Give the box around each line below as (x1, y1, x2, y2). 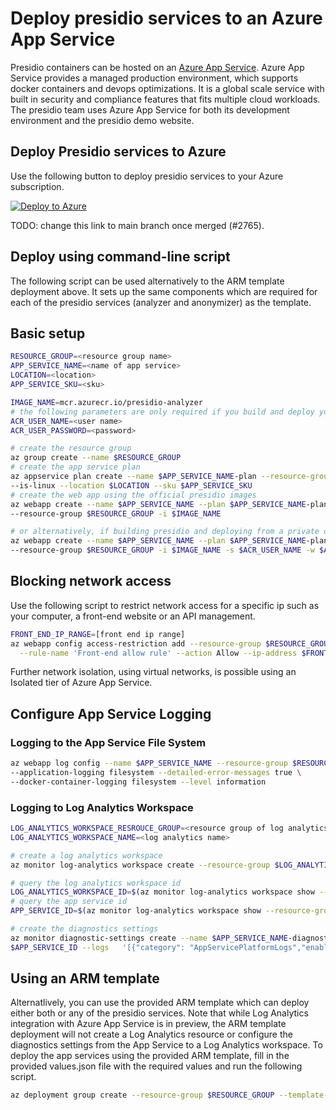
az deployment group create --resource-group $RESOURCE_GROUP (10, 1090, 275, 1101)
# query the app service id (10, 897, 128, 907)
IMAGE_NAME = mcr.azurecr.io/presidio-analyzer (10, 397, 203, 407)
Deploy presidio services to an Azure (10, 7, 323, 30)
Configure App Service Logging (10, 705, 212, 722)
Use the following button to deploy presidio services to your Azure (10, 170, 284, 182)
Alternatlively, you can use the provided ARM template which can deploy (10, 997, 310, 1009)
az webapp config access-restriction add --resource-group (10, 638, 262, 649)
